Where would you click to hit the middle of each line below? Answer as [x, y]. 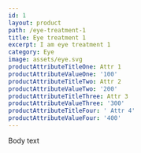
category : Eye [32, 52]
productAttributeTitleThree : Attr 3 [68, 96]
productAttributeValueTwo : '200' [63, 89]
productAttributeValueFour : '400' [65, 118]
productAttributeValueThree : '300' [67, 103]
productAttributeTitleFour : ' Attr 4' [72, 111]
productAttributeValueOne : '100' [63, 74]
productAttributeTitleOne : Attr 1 [65, 67]
